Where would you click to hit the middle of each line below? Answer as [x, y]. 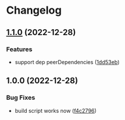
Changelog [34, 10]
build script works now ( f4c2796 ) [56, 110]
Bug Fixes [21, 97]
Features [19, 49]
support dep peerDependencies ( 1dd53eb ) [67, 62]
